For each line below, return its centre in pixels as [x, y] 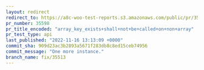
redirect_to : [22, 18]
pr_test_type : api [29, 35]
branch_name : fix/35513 [36, 57]
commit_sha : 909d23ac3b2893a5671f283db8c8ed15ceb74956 [77, 46]
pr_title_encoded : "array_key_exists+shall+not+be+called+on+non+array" [100, 29]
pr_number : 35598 [28, 23]
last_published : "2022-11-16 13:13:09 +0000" [64, 40]
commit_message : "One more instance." [55, 52]
